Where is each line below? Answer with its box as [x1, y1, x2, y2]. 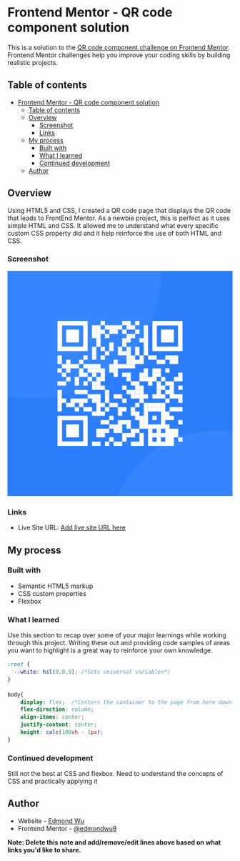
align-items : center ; [20, 714, 84, 721]
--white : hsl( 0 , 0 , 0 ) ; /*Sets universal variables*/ [14, 669, 171, 676]
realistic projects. [7, 58, 59, 66]
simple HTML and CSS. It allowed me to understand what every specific [7, 221, 219, 229]
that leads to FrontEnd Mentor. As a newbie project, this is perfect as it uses [7, 214, 230, 222]
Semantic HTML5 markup [17, 582, 94, 590]
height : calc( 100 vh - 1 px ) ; [20, 729, 104, 736]
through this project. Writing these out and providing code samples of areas [7, 639, 231, 647]
